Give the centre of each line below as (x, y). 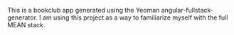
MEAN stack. (26, 25)
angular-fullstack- (187, 10)
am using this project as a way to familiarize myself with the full (135, 17)
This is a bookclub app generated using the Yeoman (84, 10)
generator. (22, 17)
